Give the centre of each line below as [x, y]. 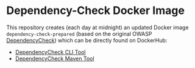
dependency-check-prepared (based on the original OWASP [79, 33]
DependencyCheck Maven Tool [55, 58]
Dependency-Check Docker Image [95, 11]
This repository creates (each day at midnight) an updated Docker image [97, 27]
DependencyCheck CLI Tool [50, 52]
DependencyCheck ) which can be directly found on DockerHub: [87, 40]
